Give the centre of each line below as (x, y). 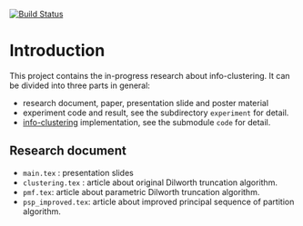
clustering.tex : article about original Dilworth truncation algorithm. (150, 182)
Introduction (57, 51)
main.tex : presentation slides (78, 172)
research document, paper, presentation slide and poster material (146, 103)
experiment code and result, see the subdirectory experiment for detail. (156, 113)
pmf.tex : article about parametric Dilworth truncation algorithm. (141, 192)
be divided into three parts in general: (80, 85)
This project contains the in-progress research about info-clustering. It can (150, 75)
